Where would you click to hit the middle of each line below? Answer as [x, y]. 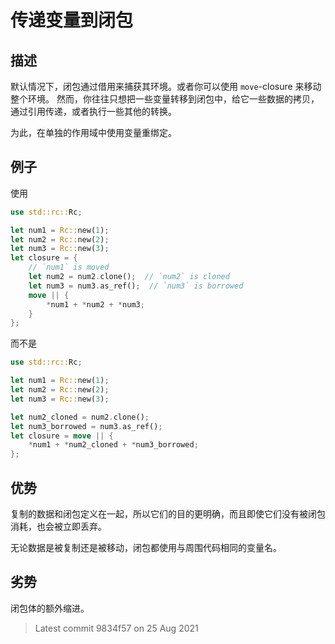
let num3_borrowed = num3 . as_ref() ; [86, 426]
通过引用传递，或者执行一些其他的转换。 [93, 111]
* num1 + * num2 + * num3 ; [95, 304]
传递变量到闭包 [72, 20]
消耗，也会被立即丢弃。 [58, 526]
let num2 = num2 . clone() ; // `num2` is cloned [129, 277]
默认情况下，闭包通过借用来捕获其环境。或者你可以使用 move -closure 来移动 [166, 86]
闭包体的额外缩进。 [50, 608]
